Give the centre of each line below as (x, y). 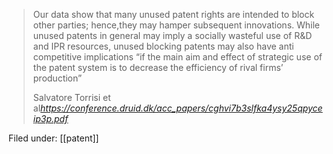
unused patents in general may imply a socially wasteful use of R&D (172, 35)
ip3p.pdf (50, 118)
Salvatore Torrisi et (71, 97)
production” (57, 78)
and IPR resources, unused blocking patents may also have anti (163, 46)
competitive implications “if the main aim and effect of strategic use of (177, 57)
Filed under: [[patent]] (54, 138)
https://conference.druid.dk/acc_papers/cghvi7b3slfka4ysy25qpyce (181, 108)
